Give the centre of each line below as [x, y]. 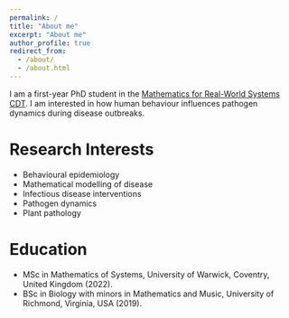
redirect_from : [38, 51]
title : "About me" [44, 26]
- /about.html [44, 69]
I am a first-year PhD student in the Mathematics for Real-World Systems [144, 94]
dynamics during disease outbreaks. [77, 113]
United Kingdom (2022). [67, 284]
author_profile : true [50, 43]
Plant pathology [51, 212]
